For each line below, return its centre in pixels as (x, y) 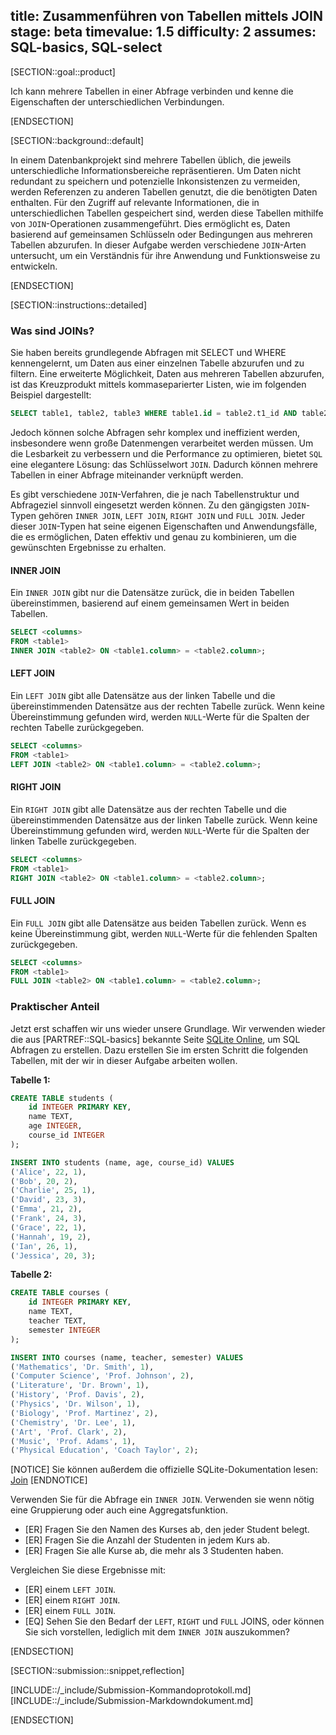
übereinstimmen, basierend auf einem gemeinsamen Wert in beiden (150, 603)
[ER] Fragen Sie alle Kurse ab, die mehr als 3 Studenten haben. (154, 1551)
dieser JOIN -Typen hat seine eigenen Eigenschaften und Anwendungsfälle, (164, 526)
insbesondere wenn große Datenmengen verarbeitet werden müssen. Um (162, 443)
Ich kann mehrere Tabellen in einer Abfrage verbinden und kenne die (152, 91)
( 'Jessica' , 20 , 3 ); (53, 1255)
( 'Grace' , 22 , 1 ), (48, 1227)
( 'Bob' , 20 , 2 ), (44, 1181)
